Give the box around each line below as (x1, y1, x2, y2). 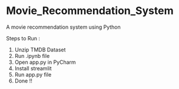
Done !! (14, 77, 32, 84)
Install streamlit (14, 64, 52, 71)
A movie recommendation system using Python (6, 23, 121, 30)
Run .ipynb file (14, 52, 50, 59)
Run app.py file (14, 71, 52, 78)
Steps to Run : (6, 35, 40, 42)
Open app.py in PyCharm (14, 59, 77, 66)
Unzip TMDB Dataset (14, 46, 66, 53)
